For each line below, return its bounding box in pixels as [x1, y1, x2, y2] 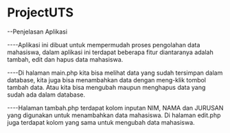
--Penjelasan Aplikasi [7, 27, 67, 36]
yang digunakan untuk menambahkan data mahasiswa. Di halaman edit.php [7, 111, 221, 119]
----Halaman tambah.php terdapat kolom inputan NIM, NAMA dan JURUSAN [7, 104, 224, 112]
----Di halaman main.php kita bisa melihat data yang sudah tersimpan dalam [7, 69, 223, 77]
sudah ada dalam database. [7, 90, 86, 99]
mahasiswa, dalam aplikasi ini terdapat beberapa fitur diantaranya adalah [7, 48, 214, 56]
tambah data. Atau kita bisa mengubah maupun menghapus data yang [7, 83, 206, 91]
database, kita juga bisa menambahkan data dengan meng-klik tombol [7, 75, 206, 84]
